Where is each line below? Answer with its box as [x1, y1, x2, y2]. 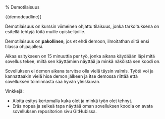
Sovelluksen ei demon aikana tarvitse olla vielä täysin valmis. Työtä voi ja [5, 68, 154, 74]
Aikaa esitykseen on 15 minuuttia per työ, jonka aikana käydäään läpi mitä [5, 53, 155, 59]
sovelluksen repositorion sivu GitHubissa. [12, 109, 97, 114]
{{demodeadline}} [5, 14, 42, 19]
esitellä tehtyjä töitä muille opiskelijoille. [5, 29, 86, 34]
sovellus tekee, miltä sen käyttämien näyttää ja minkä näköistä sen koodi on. [5, 59, 161, 64]
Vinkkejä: [5, 88, 24, 94]
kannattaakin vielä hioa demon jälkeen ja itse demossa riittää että [5, 73, 138, 79]
